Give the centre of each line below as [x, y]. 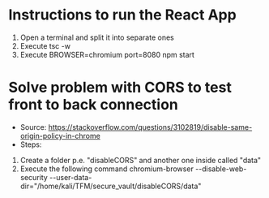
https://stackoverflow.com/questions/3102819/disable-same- [150, 127]
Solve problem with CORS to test [120, 88]
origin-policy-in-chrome [60, 136]
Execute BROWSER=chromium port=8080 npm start [107, 54]
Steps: [31, 144]
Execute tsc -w [45, 45]
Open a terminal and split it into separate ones [97, 37]
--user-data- [71, 177]
